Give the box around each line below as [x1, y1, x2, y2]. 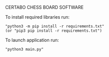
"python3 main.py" [5, 47, 44, 52]
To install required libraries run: [5, 14, 70, 20]
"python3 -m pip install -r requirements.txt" [5, 24, 104, 29]
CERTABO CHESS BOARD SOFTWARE [5, 5, 84, 10]
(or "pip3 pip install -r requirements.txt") [5, 28, 102, 33]
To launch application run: [5, 37, 59, 43]
